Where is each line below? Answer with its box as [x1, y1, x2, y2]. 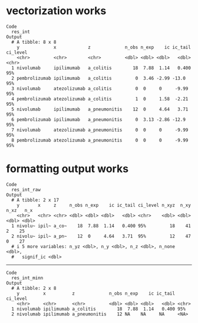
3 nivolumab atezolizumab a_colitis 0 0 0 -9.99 [11, 86, 189, 92]
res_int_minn [11, 275, 44, 281]
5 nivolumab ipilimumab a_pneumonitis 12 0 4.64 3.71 [11, 106, 189, 112]
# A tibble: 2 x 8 [11, 285, 57, 291]
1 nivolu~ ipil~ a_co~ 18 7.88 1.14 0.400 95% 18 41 [11, 223, 192, 229]
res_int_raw [11, 187, 41, 193]
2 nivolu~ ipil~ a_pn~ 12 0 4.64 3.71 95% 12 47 [11, 233, 192, 239]
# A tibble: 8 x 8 [11, 39, 57, 45]
